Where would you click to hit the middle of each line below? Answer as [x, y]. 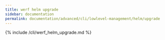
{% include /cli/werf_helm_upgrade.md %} [48, 33]
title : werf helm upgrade [32, 10]
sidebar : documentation [30, 14]
